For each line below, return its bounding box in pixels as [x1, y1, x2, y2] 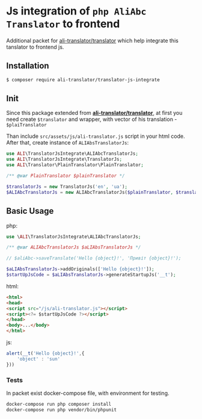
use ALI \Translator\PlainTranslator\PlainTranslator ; [6, 162, 144, 168]
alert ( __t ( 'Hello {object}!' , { [6, 350, 85, 356]
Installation [6, 61, 49, 71]
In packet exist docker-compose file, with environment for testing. [6, 390, 170, 397]
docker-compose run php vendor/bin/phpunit [6, 406, 117, 413]
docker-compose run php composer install [6, 401, 112, 407]
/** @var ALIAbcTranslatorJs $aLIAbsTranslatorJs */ [6, 244, 141, 250]
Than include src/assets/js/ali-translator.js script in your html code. [6, 132, 185, 140]
